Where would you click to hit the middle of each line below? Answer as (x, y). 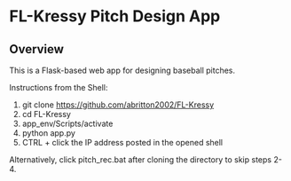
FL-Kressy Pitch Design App (115, 16)
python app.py (48, 133)
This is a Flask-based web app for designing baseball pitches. (122, 70)
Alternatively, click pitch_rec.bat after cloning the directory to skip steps (141, 160)
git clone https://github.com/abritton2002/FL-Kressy (118, 105)
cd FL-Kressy (46, 114)
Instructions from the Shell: (59, 87)
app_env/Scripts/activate (67, 123)
